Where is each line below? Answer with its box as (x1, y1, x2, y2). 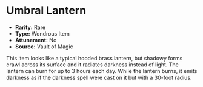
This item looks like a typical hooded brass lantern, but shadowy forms (6, 54, 183, 62)
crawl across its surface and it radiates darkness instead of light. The (6, 61, 179, 68)
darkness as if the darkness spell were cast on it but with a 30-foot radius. (6, 74, 192, 81)
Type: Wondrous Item (15, 30, 70, 37)
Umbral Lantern (6, 4, 87, 18)
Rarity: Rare (15, 24, 46, 31)
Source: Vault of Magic (15, 43, 74, 50)
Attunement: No (15, 36, 57, 43)
